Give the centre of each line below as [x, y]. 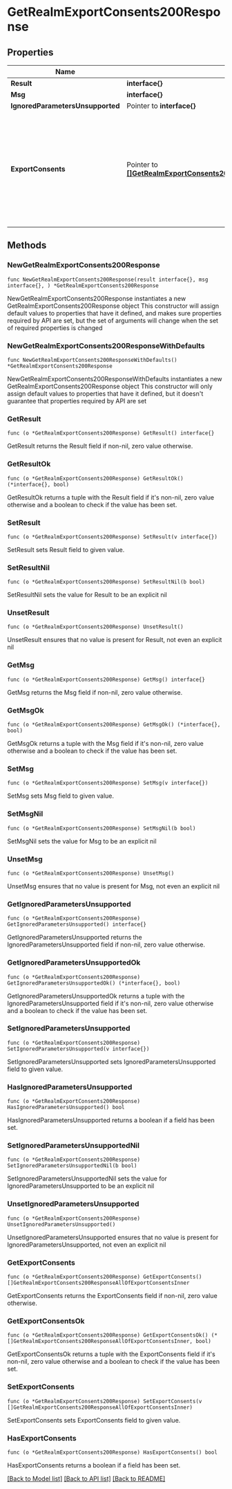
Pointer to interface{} [161, 106]
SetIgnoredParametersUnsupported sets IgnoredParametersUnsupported [112, 1061]
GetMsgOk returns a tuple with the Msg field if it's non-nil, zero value [105, 744]
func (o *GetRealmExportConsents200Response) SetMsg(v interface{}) [108, 783]
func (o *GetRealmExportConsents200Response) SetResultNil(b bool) [106, 582]
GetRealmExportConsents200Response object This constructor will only [110, 386]
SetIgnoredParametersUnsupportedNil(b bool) [72, 1166]
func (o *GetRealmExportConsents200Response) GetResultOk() [96, 478]
